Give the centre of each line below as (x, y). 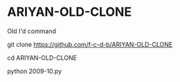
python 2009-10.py (35, 71)
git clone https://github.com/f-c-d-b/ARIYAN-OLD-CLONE (90, 44)
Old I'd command (32, 31)
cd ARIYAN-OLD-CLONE (42, 58)
